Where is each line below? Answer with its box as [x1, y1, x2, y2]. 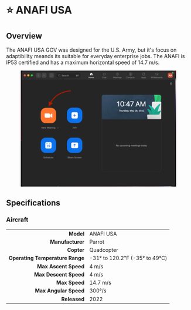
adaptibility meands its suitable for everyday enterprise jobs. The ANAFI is [6, 53, 185, 59]
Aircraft [6, 215, 29, 224]
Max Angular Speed [35, 287, 85, 294]
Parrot [89, 238, 104, 245]
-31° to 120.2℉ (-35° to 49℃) [89, 255, 168, 262]
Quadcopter [89, 247, 118, 254]
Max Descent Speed [34, 271, 85, 278]
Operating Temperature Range [8, 255, 85, 262]
